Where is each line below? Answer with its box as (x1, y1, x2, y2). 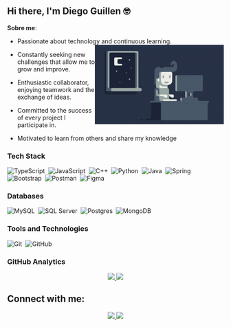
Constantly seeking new (16, 50, 86, 58)
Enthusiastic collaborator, (16, 78, 89, 87)
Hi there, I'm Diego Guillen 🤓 (7, 5, 131, 17)
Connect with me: (7, 293, 85, 305)
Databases (7, 192, 44, 201)
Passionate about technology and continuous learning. (16, 37, 172, 45)
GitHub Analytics (7, 257, 66, 267)
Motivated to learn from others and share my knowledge (16, 134, 177, 142)
